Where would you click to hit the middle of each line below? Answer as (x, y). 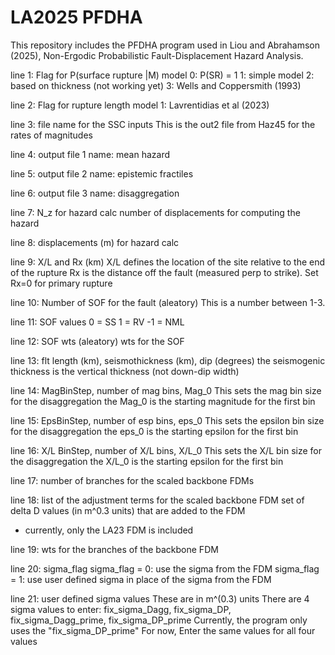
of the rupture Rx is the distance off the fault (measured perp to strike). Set (164, 272)
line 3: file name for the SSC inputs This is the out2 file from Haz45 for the (163, 124)
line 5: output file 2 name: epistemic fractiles (102, 173)
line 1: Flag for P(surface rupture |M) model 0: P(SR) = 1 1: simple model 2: (162, 75)
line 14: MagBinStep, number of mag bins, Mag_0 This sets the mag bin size (166, 390)
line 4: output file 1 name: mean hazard (90, 154)
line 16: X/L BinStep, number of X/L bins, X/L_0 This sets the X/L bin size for (166, 450)
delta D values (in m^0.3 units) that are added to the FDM (128, 510)
